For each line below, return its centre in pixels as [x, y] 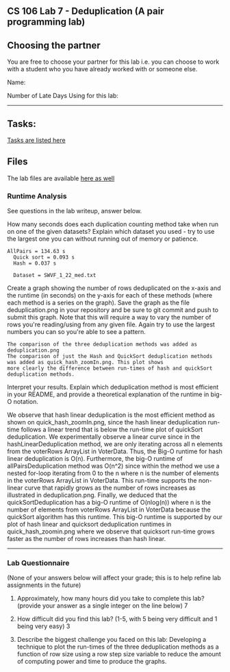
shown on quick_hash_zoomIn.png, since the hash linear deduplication [107, 422]
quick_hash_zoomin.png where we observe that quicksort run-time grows [111, 531]
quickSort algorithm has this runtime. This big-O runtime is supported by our [115, 517]
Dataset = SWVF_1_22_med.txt [55, 276]
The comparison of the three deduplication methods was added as [102, 345]
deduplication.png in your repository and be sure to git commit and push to [113, 310]
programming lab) [46, 22]
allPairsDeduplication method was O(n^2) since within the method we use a [114, 466]
